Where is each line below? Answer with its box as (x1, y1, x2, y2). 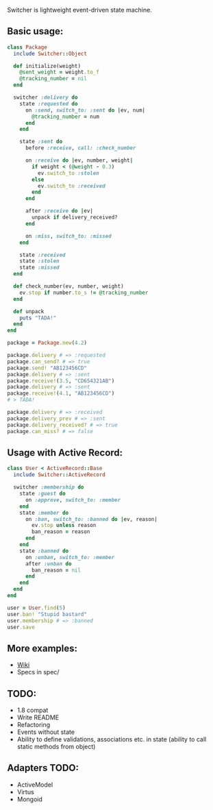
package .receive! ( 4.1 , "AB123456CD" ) (7, 390, 115, 397)
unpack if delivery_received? (32, 214, 118, 221)
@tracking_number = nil (19, 75, 88, 82)
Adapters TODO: (7, 762, 79, 774)
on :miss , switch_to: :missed (25, 232, 112, 239)
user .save (7, 624, 36, 630)
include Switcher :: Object (13, 50, 88, 57)
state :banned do (19, 548, 69, 554)
